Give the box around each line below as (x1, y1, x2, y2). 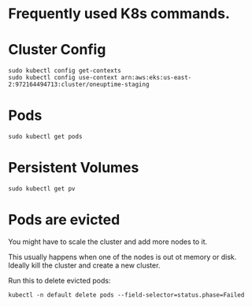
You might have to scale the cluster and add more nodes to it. (8, 237, 208, 246)
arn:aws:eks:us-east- (120, 74, 192, 82)
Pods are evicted (8, 211, 120, 229)
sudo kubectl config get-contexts (8, 67, 122, 75)
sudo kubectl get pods (8, 133, 83, 141)
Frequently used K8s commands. (8, 5, 231, 23)
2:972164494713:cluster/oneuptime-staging (8, 80, 150, 89)
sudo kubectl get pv (8, 185, 76, 193)
